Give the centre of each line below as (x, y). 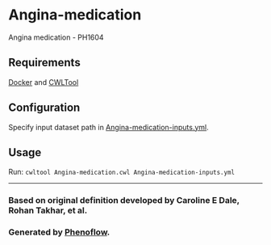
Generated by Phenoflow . (59, 232)
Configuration (44, 108)
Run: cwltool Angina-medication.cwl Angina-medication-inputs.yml (122, 172)
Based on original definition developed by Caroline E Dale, (124, 201)
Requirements (44, 63)
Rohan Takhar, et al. (48, 210)
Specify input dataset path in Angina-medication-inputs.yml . (108, 127)
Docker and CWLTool (44, 82)
